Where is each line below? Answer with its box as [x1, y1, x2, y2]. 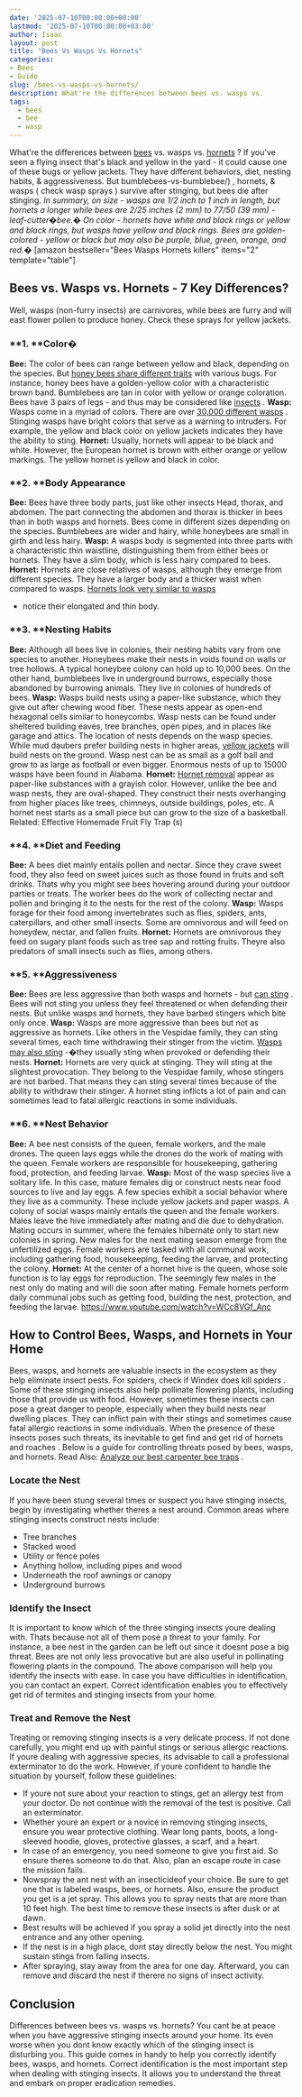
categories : [9, 55, 54, 64]
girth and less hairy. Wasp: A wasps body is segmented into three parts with [9, 536, 293, 547]
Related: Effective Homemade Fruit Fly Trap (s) [9, 816, 183, 827]
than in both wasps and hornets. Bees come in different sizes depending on [9, 516, 290, 528]
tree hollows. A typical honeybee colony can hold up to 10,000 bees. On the [9, 663, 291, 674]
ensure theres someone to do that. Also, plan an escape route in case [22, 1855, 281, 1866]
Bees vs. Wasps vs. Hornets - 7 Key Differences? [9, 281, 289, 296]
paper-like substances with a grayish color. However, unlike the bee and [9, 777, 278, 789]
